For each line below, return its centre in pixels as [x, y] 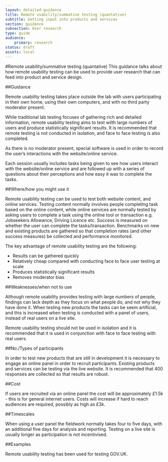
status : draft [20, 47]
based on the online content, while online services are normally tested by [81, 209]
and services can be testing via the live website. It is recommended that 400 [84, 368]
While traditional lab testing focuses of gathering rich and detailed [73, 117]
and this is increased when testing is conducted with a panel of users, [77, 313]
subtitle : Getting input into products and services [61, 19]
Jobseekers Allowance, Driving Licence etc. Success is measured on [76, 220]
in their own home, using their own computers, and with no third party [77, 102]
